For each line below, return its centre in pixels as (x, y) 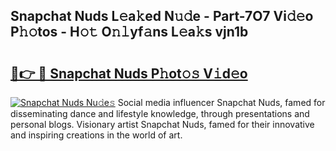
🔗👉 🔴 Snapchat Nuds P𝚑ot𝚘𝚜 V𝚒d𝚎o (129, 73)
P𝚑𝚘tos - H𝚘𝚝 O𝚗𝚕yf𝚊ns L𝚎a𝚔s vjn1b (129, 32)
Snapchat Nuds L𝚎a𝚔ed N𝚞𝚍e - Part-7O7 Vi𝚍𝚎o (162, 16)
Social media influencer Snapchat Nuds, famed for (221, 102)
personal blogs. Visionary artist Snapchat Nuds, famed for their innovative (162, 124)
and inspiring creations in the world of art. (96, 135)
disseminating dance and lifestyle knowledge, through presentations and (160, 113)
